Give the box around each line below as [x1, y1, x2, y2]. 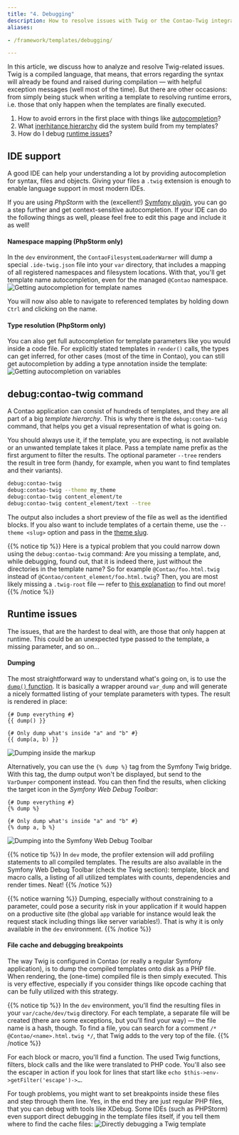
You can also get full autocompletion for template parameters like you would [7, 337, 231, 345]
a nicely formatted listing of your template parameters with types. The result [7, 690, 230, 698]
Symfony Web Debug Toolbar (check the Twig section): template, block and [7, 865, 230, 874]
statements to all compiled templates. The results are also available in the [7, 857, 222, 866]
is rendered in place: [7, 697, 68, 705]
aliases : [7, 24, 33, 31]
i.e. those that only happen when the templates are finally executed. [7, 101, 206, 109]
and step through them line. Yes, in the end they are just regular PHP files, [7, 1097, 224, 1105]
